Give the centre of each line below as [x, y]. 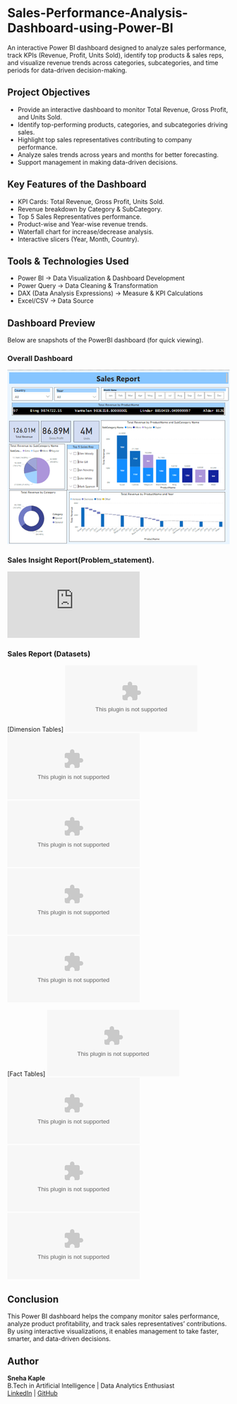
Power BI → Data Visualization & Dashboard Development [101, 278]
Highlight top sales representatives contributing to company [105, 139]
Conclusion [33, 1299]
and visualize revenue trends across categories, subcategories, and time [113, 62]
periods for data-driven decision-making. [67, 70]
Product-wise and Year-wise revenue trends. [83, 224]
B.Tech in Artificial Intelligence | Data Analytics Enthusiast [91, 1386]
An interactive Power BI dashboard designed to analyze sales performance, [117, 47]
